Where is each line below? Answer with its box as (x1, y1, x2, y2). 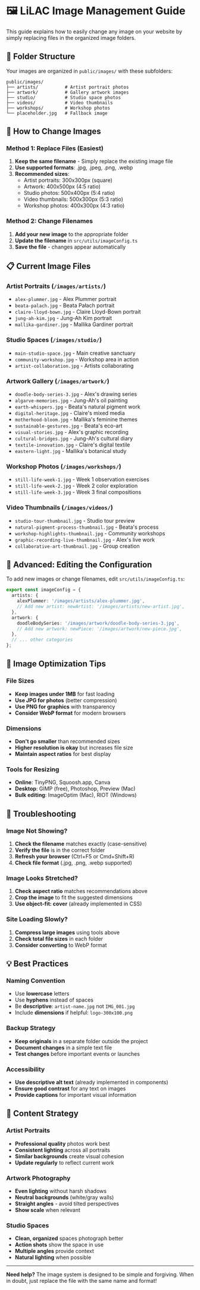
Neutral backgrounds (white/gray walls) (14, 1193, 114, 1201)
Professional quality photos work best (14, 1140, 110, 1147)
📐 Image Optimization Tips (6, 659, 106, 669)
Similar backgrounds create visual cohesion (14, 1152, 124, 1159)
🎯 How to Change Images (6, 126, 101, 137)
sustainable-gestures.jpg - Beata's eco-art (14, 422, 123, 429)
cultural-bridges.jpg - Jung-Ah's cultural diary (14, 435, 133, 442)
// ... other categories (11, 637, 73, 643)
